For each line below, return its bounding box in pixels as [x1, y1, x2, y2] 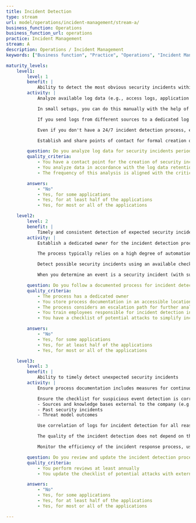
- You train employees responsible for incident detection [37, 310, 184, 316]
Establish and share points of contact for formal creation [37, 138, 187, 143]
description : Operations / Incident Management [6, 47, 124, 53]
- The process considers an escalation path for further [37, 304, 179, 310]
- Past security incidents [37, 406, 103, 413]
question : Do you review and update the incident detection [27, 454, 176, 460]
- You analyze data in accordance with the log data [37, 165, 168, 170]
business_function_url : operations [6, 30, 93, 36]
